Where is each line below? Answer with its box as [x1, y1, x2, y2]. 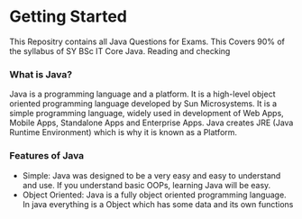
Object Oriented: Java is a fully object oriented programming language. [22, 189, 287, 200]
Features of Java [9, 150, 85, 162]
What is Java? [9, 68, 73, 80]
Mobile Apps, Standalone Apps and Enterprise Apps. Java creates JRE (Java [9, 117, 294, 128]
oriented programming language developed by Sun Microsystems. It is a [9, 98, 278, 109]
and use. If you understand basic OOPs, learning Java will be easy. [22, 179, 271, 190]
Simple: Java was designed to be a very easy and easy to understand [22, 169, 281, 181]
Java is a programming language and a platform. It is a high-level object [9, 88, 276, 100]
